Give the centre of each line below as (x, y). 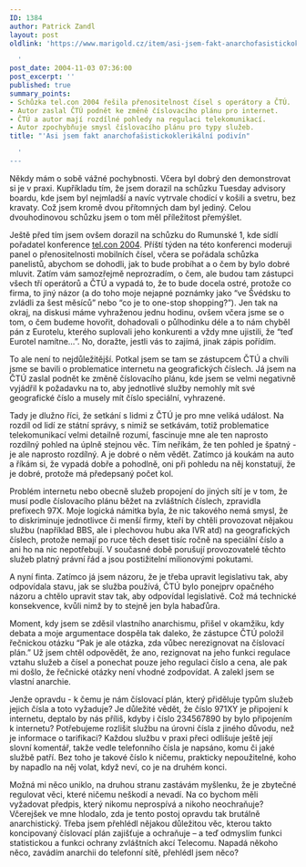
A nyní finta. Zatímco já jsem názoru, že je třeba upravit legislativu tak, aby (149, 576)
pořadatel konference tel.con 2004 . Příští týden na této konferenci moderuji (151, 244)
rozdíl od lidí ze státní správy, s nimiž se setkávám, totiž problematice (139, 425)
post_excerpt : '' (42, 77)
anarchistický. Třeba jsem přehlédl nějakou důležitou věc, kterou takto (141, 823)
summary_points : (40, 93)
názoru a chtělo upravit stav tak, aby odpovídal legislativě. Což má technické (153, 596)
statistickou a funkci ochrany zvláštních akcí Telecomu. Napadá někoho (144, 842)
